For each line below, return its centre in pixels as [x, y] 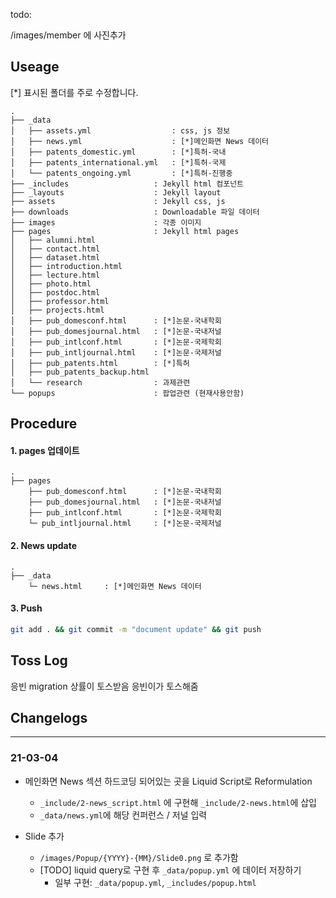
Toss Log [39, 660]
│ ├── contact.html [55, 249]
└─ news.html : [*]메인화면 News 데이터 [115, 586]
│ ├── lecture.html [55, 275]
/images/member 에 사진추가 [68, 35]
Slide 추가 [44, 836]
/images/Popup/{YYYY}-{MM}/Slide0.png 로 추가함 [139, 857]
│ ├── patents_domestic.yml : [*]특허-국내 [118, 152]
